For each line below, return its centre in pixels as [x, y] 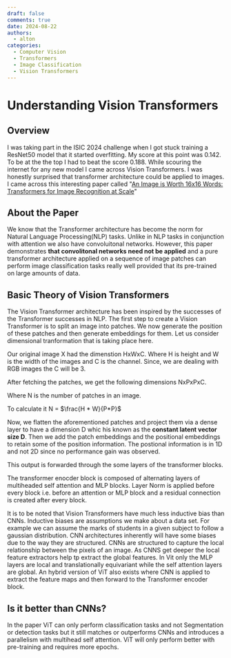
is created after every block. [47, 500]
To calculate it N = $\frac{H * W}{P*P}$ [64, 409]
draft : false [26, 13]
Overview [29, 131]
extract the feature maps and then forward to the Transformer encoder [108, 579]
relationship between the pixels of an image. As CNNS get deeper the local [113, 550]
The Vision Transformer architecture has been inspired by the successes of [114, 311]
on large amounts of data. [44, 274]
